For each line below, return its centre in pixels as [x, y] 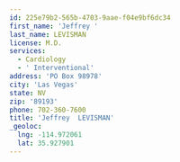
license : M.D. [36, 43]
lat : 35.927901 [46, 143]
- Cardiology [42, 59]
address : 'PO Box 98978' [56, 76]
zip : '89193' [34, 101]
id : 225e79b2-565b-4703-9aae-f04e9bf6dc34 [90, 18]
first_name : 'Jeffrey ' [54, 26]
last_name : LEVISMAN [48, 34]
